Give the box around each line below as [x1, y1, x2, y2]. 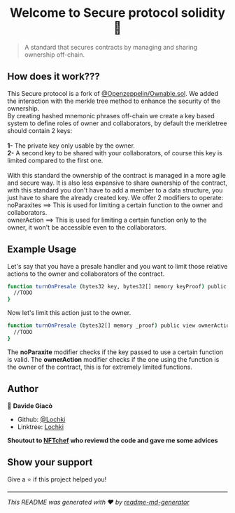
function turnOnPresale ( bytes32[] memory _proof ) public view [7, 322, 196, 330]
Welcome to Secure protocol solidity [9, 5, 226, 21]
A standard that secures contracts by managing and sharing [24, 43, 198, 51]
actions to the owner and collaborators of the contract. [7, 269, 165, 278]
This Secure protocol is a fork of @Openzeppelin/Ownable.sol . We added [7, 89, 219, 97]
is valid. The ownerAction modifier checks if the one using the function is [7, 355, 220, 363]
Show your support [7, 456, 93, 468]
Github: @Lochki [17, 415, 66, 423]
